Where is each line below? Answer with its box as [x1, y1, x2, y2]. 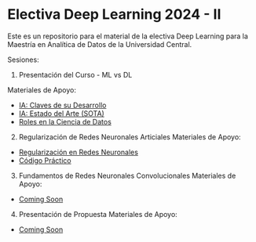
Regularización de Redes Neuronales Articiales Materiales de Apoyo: [18, 132, 241, 142]
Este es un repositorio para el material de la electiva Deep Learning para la [7, 31, 249, 41]
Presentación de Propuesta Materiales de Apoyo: [18, 209, 177, 219]
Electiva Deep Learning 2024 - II [7, 5, 221, 23]
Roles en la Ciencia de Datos [18, 117, 112, 126]
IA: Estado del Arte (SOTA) [18, 108, 105, 118]
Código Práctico [18, 155, 71, 165]
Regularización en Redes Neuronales [18, 147, 139, 157]
